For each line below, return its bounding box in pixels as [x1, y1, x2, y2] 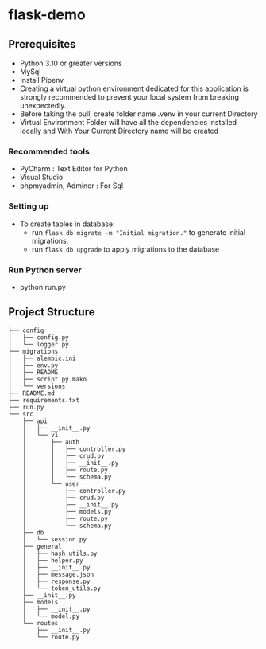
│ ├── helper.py [22, 556, 83, 565]
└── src [8, 410, 34, 418]
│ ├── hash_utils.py [22, 549, 98, 557]
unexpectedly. [19, 101, 67, 110]
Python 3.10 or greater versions [19, 58, 122, 68]
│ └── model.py [22, 612, 80, 620]
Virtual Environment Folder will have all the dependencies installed [19, 118, 237, 127]
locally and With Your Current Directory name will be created [19, 126, 219, 135]
